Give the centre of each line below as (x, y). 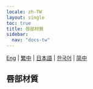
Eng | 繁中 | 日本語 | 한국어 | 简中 (47, 58)
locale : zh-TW (24, 12)
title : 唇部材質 (25, 29)
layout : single (26, 18)
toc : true (19, 23)
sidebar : (17, 35)
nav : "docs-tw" (31, 40)
